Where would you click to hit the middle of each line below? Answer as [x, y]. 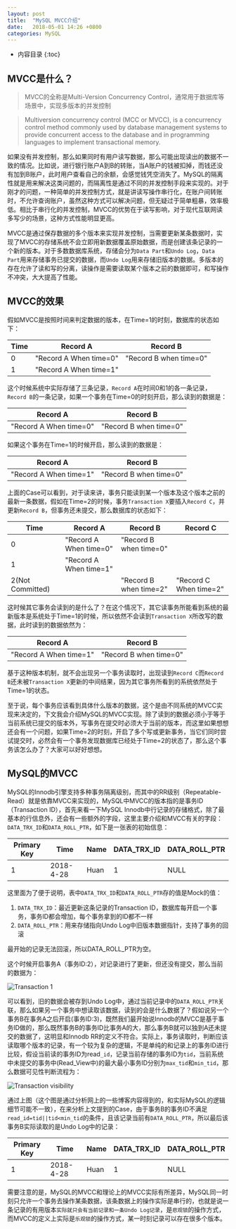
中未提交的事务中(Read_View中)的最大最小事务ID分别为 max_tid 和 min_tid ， [115, 1062]
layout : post [26, 14]
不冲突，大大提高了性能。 [44, 277]
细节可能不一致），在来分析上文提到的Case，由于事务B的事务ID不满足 [107, 1109]
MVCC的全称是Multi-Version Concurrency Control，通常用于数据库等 [124, 97]
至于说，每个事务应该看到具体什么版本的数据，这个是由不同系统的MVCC [112, 705]
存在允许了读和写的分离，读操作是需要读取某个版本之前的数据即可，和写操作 [118, 269]
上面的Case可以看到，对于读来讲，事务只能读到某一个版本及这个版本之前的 [116, 492]
